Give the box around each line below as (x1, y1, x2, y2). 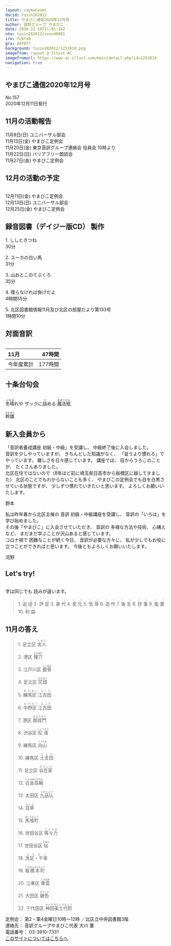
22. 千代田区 (17, 905, 45, 911)
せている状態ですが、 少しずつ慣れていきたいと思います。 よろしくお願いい (5, 483, 164, 489)
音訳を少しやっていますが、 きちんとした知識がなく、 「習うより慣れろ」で (5, 450, 165, 457)
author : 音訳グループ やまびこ (5, 22, 64, 27)
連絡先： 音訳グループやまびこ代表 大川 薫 (5, 922, 94, 929)
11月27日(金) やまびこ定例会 (5, 157, 64, 163)
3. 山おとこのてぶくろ (5, 271, 51, 278)
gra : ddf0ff (5, 41, 31, 46)
